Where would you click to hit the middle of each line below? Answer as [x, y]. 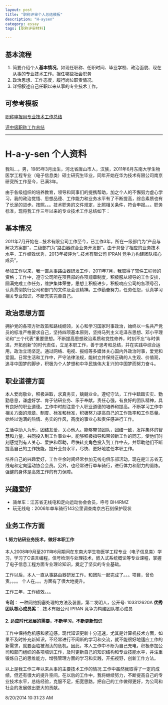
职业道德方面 [25, 381]
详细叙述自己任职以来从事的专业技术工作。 [56, 86]
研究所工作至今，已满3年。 [33, 182]
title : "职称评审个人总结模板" [34, 15]
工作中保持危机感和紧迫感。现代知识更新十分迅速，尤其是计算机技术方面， [82, 633]
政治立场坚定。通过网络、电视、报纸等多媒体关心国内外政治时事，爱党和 [88, 351]
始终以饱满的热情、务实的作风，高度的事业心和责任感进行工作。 [71, 419]
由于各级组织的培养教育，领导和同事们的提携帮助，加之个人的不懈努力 [77, 192]
